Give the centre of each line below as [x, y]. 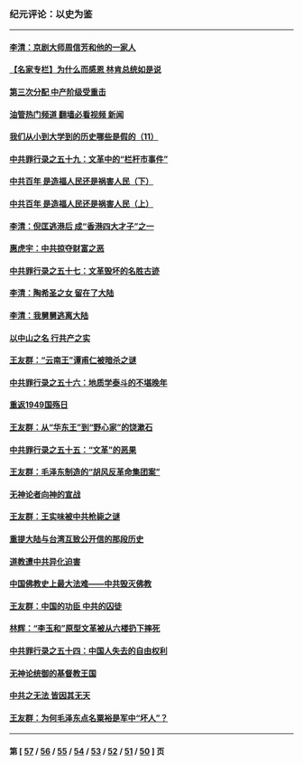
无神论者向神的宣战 [45, 494]
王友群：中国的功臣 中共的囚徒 [66, 606]
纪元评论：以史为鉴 [51, 14]
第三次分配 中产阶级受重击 [58, 92]
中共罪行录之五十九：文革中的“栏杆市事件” [89, 159]
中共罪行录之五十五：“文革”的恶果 [73, 450]
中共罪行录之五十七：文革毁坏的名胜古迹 [84, 271]
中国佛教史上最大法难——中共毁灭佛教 [80, 583]
